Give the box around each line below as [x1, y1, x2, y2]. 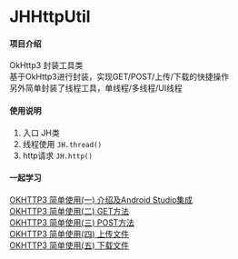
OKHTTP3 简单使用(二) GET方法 [9, 205, 130, 216]
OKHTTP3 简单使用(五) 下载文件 [9, 239, 130, 251]
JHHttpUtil [9, 6, 91, 27]
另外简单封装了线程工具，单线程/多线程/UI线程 [9, 83, 183, 94]
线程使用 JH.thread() [22, 138, 103, 149]
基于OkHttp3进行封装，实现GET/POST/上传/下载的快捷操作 [9, 71, 230, 83]
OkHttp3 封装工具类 [9, 60, 84, 71]
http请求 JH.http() [22, 150, 94, 161]
